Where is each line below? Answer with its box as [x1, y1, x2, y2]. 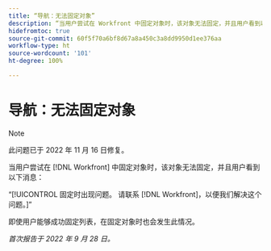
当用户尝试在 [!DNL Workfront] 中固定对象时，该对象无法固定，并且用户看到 [8, 162, 261, 172]
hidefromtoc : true [8, 27, 70, 35]
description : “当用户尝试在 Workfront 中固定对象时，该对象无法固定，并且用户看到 [8, 19, 261, 27]
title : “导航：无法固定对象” [8, 11, 95, 20]
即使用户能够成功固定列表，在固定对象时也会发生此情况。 [8, 216, 199, 226]
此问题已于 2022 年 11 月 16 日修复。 [8, 144, 129, 154]
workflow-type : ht [8, 42, 70, 50]
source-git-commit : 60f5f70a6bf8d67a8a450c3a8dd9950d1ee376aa [8, 34, 222, 43]
